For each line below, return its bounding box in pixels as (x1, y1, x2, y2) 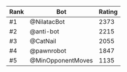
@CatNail (29, 37, 57, 45)
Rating (98, 8, 118, 15)
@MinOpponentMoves (29, 57, 93, 64)
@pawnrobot (29, 47, 66, 55)
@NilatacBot (29, 18, 65, 26)
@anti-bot (29, 27, 59, 35)
